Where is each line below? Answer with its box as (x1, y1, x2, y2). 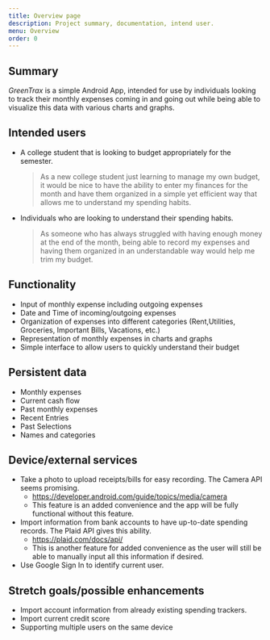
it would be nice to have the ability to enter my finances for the (39, 180, 248, 190)
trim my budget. (39, 254, 93, 264)
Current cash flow (19, 395, 81, 405)
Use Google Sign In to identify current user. (19, 560, 164, 570)
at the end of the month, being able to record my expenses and (39, 237, 250, 247)
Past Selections (19, 421, 73, 431)
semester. (19, 156, 54, 165)
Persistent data (8, 366, 87, 379)
